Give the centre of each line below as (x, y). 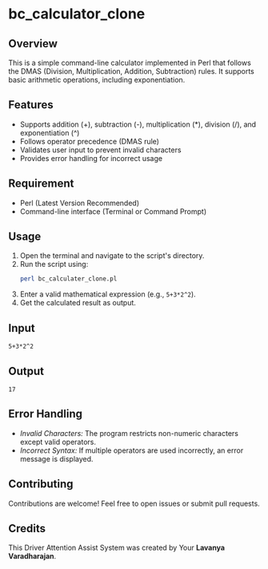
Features (31, 105)
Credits (27, 529)
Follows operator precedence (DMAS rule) (90, 141)
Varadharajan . (32, 556)
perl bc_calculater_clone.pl (68, 279)
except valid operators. (58, 442)
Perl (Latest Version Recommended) (80, 203)
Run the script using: (54, 264)
